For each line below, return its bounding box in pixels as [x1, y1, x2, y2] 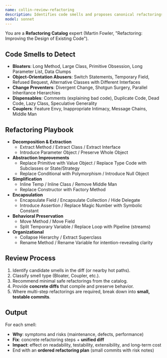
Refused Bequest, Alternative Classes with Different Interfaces [12, 79, 141, 85]
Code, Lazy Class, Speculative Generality [12, 100, 97, 106]
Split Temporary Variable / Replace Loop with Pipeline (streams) [19, 224, 151, 230]
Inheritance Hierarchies [12, 90, 61, 96]
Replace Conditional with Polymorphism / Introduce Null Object [19, 171, 149, 176]
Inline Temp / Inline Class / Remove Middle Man [19, 181, 117, 187]
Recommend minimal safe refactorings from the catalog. [12, 278, 128, 284]
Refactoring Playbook [5, 125, 74, 134]
